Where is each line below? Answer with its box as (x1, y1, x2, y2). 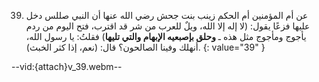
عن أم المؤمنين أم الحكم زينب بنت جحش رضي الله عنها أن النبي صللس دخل (25, 10, 309, 21)
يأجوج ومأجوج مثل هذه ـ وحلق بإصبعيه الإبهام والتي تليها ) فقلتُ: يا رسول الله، (25, 31, 307, 42)
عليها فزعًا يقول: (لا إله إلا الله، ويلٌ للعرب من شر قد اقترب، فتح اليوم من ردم (25, 20, 311, 32)
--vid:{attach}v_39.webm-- (11, 61, 123, 72)
